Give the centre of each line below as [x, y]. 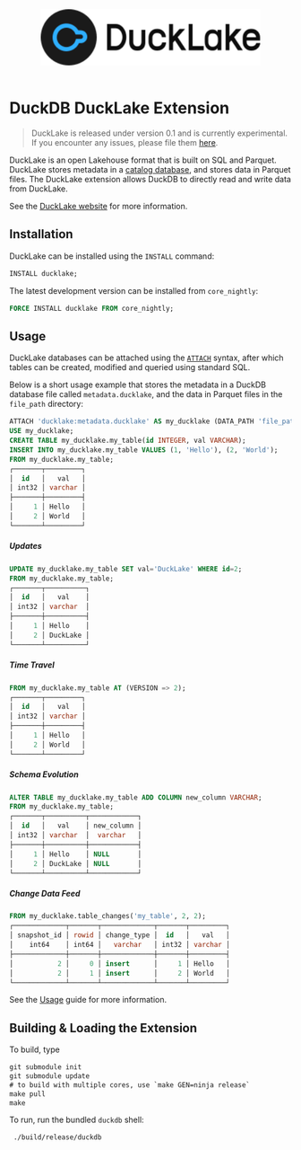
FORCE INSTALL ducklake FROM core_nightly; [92, 308]
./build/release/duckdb [57, 1137]
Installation [41, 234]
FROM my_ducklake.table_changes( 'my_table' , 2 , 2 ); [107, 916]
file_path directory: [46, 404]
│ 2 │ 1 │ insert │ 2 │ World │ [120, 973]
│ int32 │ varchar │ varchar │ [76, 836]
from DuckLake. [39, 189]
